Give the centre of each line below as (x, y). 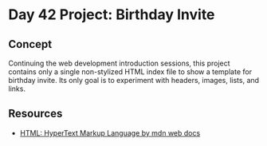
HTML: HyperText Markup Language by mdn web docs (110, 132)
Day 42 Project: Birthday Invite (112, 15)
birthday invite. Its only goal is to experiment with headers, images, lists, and (134, 80)
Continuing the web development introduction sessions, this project (119, 63)
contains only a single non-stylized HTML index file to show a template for (130, 72)
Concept (30, 44)
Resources (35, 114)
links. (17, 89)
